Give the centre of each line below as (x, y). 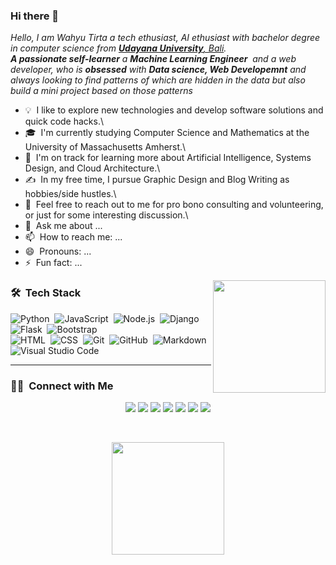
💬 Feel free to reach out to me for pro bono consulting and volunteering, (174, 205)
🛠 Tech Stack (46, 293)
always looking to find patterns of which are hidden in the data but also (158, 80)
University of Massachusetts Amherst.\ (105, 147)
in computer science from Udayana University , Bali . (118, 48)
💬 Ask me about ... (63, 226)
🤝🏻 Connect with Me (62, 386)
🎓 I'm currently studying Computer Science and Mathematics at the (167, 133)
